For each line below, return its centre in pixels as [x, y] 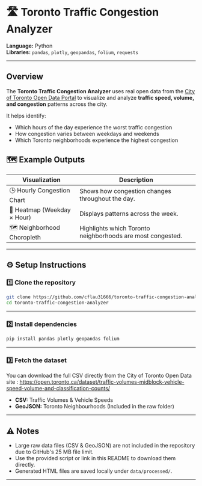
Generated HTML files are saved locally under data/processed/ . [93, 471]
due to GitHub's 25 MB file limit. [54, 452]
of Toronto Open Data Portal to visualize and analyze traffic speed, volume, [100, 97]
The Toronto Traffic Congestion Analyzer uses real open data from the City [101, 91]
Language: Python [29, 46]
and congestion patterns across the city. [57, 104]
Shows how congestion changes [125, 191]
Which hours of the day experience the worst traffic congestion [93, 127]
